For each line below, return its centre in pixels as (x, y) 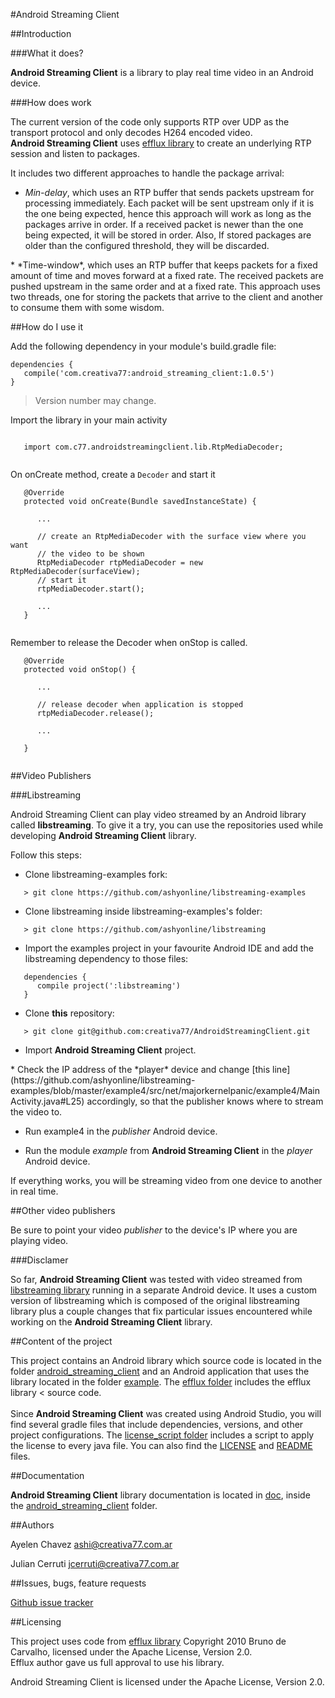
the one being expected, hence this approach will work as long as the (168, 213)
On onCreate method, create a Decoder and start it (113, 474)
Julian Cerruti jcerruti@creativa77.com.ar (95, 1563)
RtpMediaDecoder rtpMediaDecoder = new (119, 563)
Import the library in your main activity (89, 420)
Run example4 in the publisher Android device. (121, 1131)
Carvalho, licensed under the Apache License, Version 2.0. (131, 1652)
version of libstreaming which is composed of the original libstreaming (155, 1300)
